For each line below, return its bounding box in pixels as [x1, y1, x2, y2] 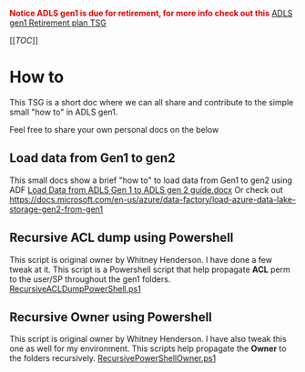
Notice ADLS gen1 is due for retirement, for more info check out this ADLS [9, 8, 293, 18]
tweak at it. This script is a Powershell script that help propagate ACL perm [9, 264, 291, 275]
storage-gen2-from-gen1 [9, 204, 104, 215]
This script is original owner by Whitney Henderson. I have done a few [9, 254, 273, 265]
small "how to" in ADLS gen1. [9, 106, 118, 117]
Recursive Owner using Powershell [9, 309, 212, 325]
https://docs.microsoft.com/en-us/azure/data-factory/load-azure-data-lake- [9, 194, 297, 205]
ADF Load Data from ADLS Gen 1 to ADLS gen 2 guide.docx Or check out [9, 184, 284, 195]
